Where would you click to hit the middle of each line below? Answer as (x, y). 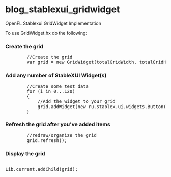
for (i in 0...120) (51, 91)
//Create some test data (58, 86)
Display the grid (25, 153)
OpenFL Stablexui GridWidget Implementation (53, 23)
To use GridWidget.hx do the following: (46, 33)
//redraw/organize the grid (62, 135)
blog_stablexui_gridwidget (63, 9)
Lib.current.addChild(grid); (41, 169)
